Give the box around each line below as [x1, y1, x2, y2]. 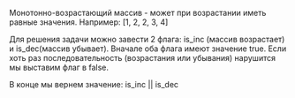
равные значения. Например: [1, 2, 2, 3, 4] [9, 17, 169, 27]
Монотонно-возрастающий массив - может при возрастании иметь [9, 8, 267, 18]
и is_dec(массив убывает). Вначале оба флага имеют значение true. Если [9, 43, 287, 54]
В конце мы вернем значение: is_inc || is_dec [9, 79, 179, 89]
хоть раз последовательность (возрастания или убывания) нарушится [9, 53, 276, 63]
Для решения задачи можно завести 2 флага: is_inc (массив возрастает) [9, 34, 285, 44]
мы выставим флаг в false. [9, 62, 109, 72]
